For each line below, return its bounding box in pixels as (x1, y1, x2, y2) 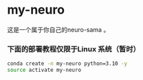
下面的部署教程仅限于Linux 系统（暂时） (7, 44, 141, 53)
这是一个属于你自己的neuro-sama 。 (7, 25, 110, 34)
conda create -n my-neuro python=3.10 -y (7, 60, 128, 67)
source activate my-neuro (7, 67, 81, 74)
